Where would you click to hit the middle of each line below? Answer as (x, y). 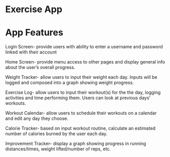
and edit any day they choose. (37, 118)
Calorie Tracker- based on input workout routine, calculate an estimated (80, 129)
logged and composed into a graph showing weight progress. (70, 83)
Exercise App (34, 9)
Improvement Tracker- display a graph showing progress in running (76, 144)
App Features (34, 33)
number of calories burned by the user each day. (56, 134)
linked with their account (31, 52)
